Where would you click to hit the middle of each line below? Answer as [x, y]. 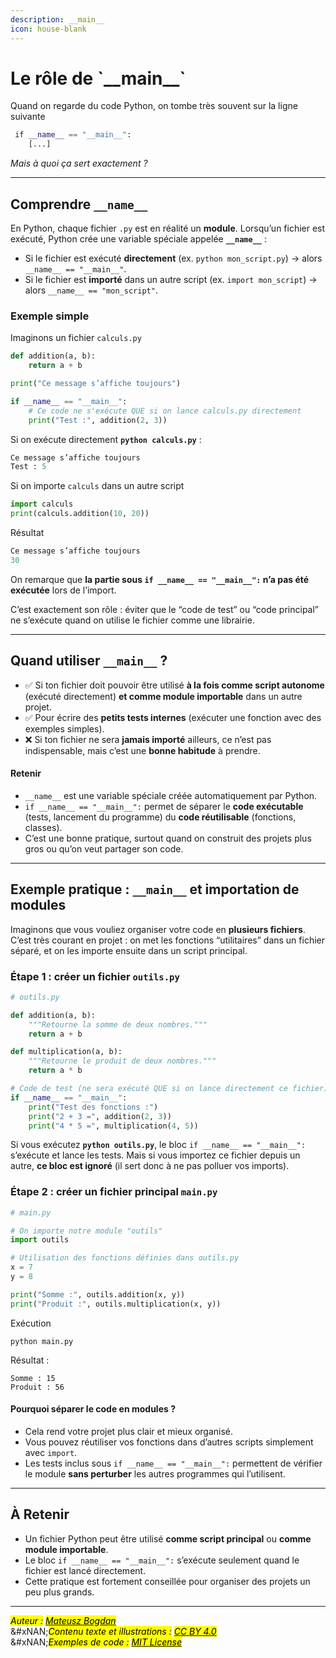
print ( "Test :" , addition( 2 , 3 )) [98, 420]
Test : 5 [28, 467]
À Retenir [40, 1514]
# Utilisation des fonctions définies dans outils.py [125, 1258]
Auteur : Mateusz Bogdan [63, 1620]
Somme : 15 [33, 1378]
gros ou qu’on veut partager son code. [104, 848]
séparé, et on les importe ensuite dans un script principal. [129, 950]
